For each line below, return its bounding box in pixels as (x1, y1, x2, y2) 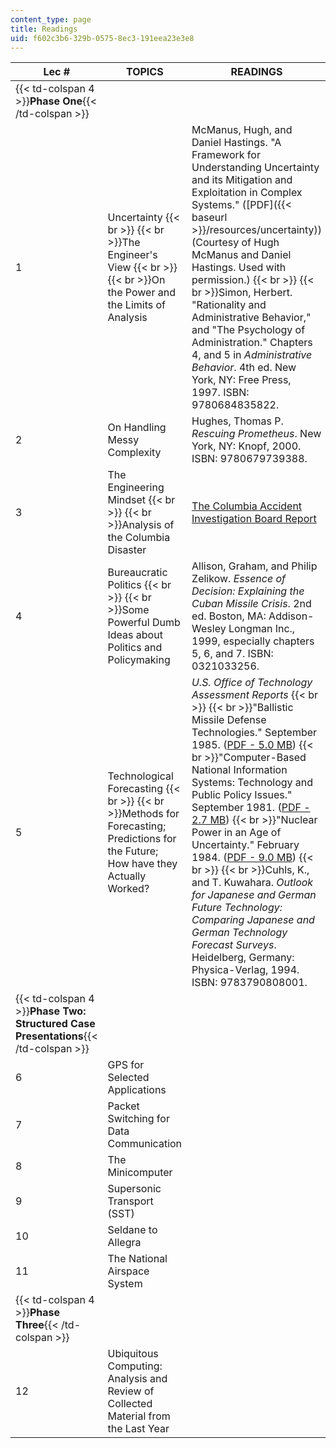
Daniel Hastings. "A (191, 136, 282, 150)
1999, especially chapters (191, 634, 315, 648)
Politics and (107, 641, 163, 655)
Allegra (107, 1236, 142, 1250)
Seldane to (107, 1223, 158, 1237)
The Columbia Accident (191, 499, 303, 513)
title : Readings (10, 24, 78, 34)
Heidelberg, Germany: (191, 951, 295, 965)
